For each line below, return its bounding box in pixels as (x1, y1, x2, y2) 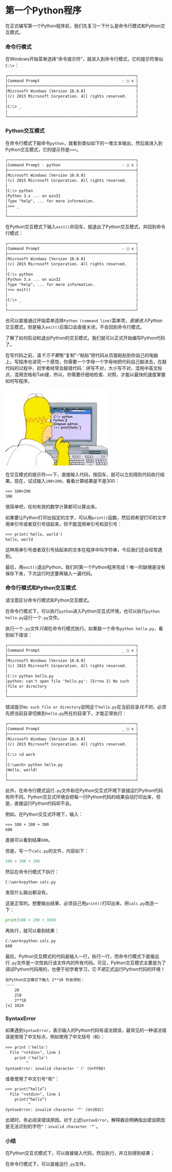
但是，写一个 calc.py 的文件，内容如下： (5, 848, 89, 854)
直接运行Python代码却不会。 (14, 800, 74, 806)
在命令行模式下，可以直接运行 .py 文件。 (5, 1161, 89, 1167)
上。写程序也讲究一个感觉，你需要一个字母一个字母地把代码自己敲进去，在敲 (5, 358, 167, 365)
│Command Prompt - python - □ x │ (5, 163, 139, 168)
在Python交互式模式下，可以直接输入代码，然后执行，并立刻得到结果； (5, 1150, 155, 1156)
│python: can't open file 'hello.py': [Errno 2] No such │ (5, 678, 139, 684)
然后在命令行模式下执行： (5, 869, 59, 875)
